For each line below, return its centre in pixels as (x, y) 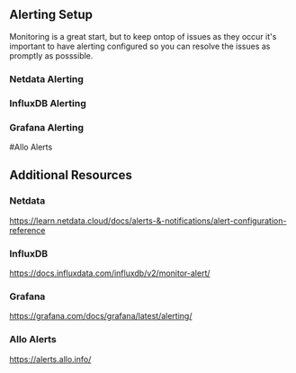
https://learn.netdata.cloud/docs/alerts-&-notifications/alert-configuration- (148, 221)
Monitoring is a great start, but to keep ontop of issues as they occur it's (143, 36)
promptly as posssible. (51, 55)
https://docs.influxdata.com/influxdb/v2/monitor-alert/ (110, 273)
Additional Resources (71, 175)
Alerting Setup (51, 15)
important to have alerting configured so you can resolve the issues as (140, 46)
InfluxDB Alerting (48, 103)
